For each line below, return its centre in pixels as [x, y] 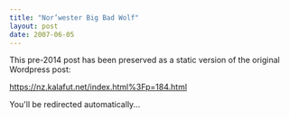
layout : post [34, 26]
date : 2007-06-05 [42, 34]
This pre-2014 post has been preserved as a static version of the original [144, 60]
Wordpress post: [40, 69]
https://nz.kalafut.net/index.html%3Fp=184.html [98, 87]
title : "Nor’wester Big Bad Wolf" [75, 18]
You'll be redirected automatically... [75, 105]
